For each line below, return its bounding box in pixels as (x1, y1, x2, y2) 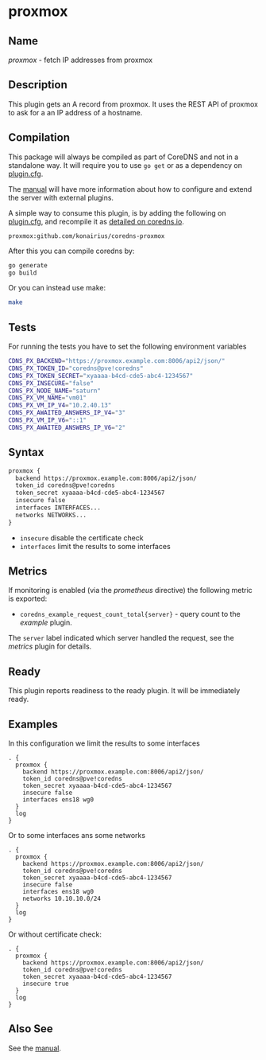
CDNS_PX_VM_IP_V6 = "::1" (8, 416, 87, 424)
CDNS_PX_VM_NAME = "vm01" (8, 394, 87, 402)
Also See (8, 1022, 53, 1036)
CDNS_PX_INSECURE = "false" (8, 379, 94, 388)
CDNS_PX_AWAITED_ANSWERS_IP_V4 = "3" (8, 409, 126, 417)
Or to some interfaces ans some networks (8, 831, 145, 840)
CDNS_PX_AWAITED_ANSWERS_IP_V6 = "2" (8, 423, 126, 431)
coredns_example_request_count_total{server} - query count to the (19, 610, 241, 619)
